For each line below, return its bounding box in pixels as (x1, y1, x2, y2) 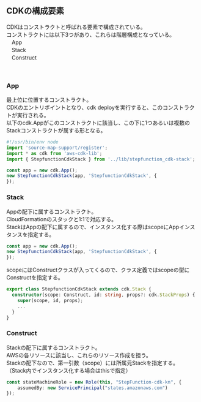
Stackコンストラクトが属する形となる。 (6, 127, 106, 134)
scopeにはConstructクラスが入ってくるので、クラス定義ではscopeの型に (6, 266, 190, 274)
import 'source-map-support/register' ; (6, 145, 108, 151)
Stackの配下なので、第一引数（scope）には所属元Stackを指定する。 (6, 359, 179, 366)
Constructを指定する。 (6, 274, 64, 281)
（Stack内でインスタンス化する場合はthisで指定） (6, 366, 131, 374)
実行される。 (16, 112, 49, 119)
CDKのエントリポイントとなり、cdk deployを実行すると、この (6, 104, 163, 112)
